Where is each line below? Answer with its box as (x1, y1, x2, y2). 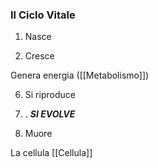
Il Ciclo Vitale (10, 8, 76, 22)
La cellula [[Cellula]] (10, 147, 93, 159)
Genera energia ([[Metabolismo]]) (10, 69, 150, 82)
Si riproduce (24, 89, 76, 101)
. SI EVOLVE (24, 108, 76, 120)
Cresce (24, 50, 55, 62)
